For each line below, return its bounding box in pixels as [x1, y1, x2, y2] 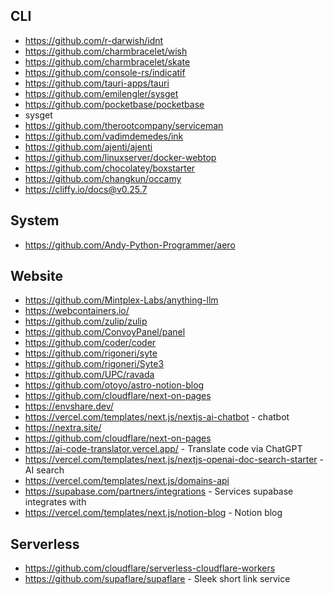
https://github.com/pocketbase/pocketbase [24, 98, 205, 110]
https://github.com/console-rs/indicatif [24, 66, 186, 78]
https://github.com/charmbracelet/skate [24, 55, 191, 68]
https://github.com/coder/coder [24, 337, 157, 349]
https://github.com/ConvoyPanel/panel [24, 326, 186, 338]
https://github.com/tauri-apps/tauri [24, 77, 170, 89]
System [10, 212, 60, 229]
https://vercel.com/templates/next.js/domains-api [24, 475, 230, 487]
